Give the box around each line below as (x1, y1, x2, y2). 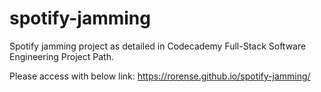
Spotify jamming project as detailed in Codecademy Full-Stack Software (9, 40, 307, 52)
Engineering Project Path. (9, 50, 114, 62)
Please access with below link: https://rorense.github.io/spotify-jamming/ (9, 70, 311, 82)
